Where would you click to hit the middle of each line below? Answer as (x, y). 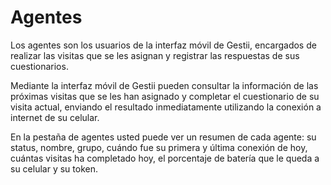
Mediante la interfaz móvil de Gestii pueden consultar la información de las (164, 85)
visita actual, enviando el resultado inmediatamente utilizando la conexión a (166, 107)
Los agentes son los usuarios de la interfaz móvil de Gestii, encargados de (163, 45)
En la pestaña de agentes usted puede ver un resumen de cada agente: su (163, 137)
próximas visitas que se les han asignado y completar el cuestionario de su (165, 96)
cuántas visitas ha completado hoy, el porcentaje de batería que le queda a (165, 158)
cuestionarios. (39, 66)
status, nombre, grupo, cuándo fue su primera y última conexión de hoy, (159, 147)
